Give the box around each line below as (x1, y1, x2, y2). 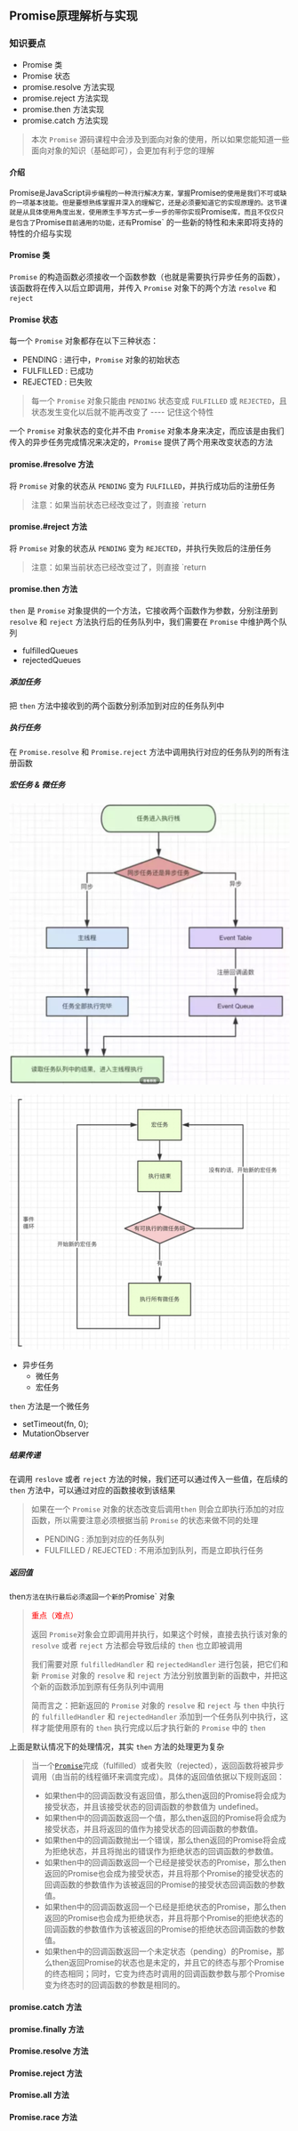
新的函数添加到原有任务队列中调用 (38, 1681, 165, 1692)
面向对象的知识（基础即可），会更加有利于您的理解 (30, 145, 215, 156)
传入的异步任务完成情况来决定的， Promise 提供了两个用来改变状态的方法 (9, 437, 274, 448)
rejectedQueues (21, 654, 82, 665)
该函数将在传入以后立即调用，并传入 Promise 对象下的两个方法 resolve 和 (9, 283, 277, 294)
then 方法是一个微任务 (9, 1401, 91, 1412)
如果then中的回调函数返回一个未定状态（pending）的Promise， (44, 1946, 278, 1957)
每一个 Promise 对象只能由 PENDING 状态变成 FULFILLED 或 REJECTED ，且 (30, 395, 287, 407)
